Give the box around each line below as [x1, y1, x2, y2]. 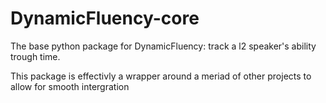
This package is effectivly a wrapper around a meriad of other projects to [10, 70, 312, 82]
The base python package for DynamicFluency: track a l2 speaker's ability [10, 40, 317, 52]
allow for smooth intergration [10, 80, 130, 92]
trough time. [10, 50, 61, 62]
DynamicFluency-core [10, 7, 200, 30]
